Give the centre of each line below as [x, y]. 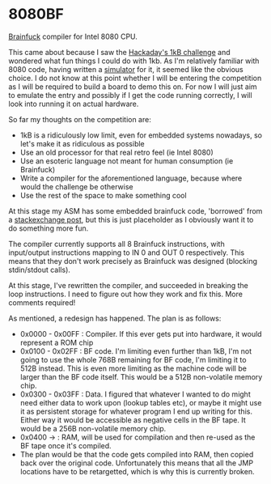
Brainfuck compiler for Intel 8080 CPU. [73, 36]
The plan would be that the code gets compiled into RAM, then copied [137, 454]
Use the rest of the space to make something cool [104, 195]
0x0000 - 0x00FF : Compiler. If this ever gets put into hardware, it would [141, 333]
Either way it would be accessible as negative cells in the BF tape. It [133, 420]
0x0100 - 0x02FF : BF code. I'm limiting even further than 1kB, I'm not [136, 351]
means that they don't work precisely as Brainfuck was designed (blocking [133, 261]
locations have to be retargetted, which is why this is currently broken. [137, 471]
